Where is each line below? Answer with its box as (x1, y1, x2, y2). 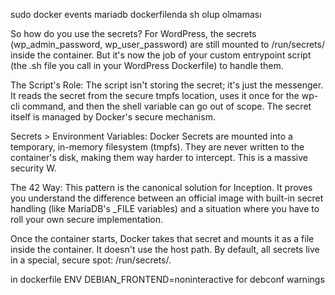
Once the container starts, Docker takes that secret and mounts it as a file (10, 233, 315, 244)
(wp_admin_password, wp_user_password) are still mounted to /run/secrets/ (10, 39, 325, 50)
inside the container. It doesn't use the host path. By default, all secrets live (10, 244, 320, 255)
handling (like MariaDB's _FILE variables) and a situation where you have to (10, 203, 320, 214)
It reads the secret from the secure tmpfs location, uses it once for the (10, 90, 300, 101)
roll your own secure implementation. (10, 214, 164, 225)
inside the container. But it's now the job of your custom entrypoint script (10, 49, 312, 61)
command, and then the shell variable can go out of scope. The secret (21, 100, 312, 112)
